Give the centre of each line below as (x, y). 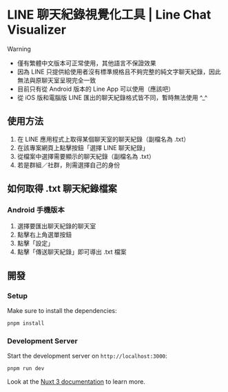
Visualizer (37, 30)
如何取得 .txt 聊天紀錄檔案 (62, 189)
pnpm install (26, 324)
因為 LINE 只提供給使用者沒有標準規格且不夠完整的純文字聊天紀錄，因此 (119, 72)
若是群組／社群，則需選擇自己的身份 (69, 165)
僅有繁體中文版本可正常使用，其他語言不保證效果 (86, 63)
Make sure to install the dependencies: (62, 311)
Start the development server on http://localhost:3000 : (87, 356)
